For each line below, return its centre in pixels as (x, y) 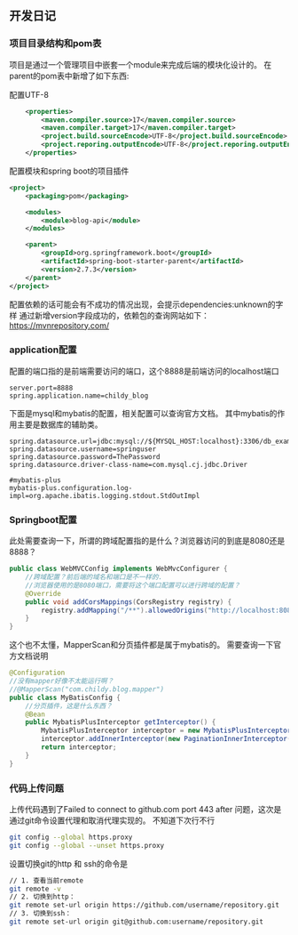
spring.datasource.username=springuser (83, 449)
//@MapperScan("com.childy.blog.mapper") (87, 689)
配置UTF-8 (29, 94)
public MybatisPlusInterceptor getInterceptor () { (121, 722)
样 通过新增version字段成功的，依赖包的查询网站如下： (110, 315)
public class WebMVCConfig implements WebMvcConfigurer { (118, 569)
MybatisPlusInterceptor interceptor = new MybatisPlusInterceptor (166, 731)
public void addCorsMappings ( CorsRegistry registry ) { (129, 602)
